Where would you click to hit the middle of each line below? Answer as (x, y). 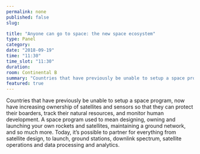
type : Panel (21, 39)
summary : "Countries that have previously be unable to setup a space (96, 78)
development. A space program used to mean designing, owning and (91, 119)
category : (18, 45)
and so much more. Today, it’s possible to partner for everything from (91, 133)
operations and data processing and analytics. (63, 145)
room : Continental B (32, 72)
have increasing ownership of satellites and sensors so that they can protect (100, 107)
